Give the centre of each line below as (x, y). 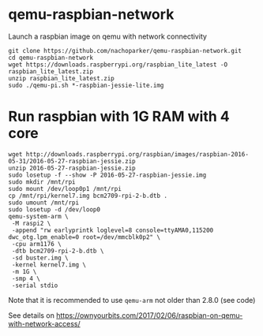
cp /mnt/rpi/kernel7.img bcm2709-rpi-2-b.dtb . (88, 196)
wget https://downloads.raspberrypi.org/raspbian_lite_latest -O (118, 65)
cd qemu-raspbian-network (51, 58)
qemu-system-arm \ (38, 216)
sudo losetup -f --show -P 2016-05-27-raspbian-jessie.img (107, 175)
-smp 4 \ (26, 278)
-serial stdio (35, 286)
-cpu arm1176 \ (36, 244)
